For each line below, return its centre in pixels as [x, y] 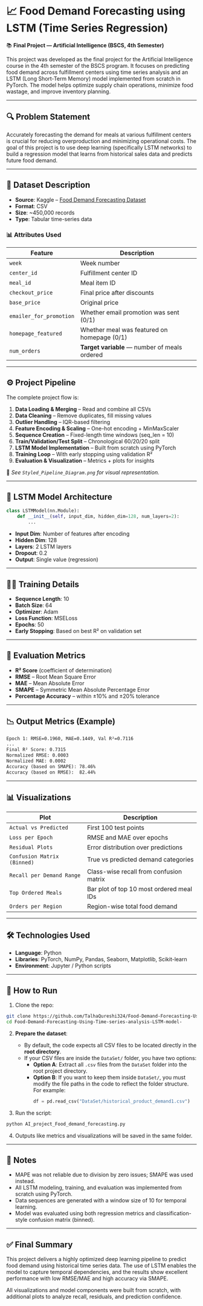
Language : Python [38, 953]
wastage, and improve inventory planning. [58, 91]
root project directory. [60, 1071]
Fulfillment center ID [109, 273]
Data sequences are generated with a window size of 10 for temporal [101, 1201]
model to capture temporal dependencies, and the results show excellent [97, 1272]
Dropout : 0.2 [31, 553]
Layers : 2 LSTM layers [43, 547]
